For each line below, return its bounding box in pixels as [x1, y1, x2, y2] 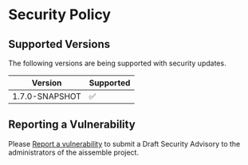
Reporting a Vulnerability [8, 118, 136, 132]
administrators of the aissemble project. [8, 147, 140, 157]
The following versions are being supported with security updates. [8, 58, 226, 68]
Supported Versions [8, 37, 110, 51]
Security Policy [8, 6, 112, 24]
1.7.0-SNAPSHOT [12, 91, 81, 101]
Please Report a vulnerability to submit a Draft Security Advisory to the [8, 139, 241, 148]
